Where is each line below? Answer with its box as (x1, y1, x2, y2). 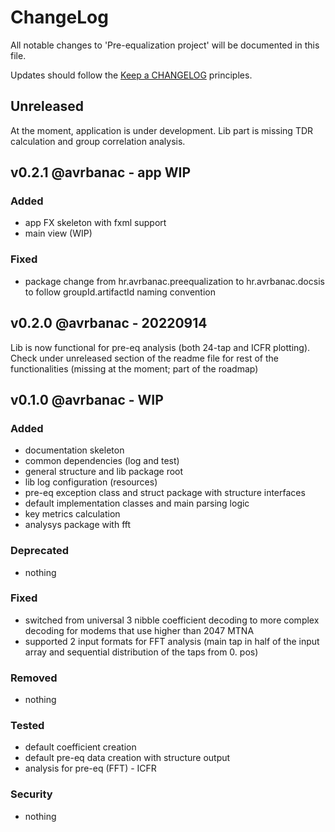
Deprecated (10, 544, 70, 558)
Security (10, 787, 53, 801)
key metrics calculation (24, 508, 121, 520)
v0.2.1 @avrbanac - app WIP (10, 164, 192, 181)
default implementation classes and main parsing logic (24, 497, 250, 510)
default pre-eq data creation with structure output (24, 752, 231, 764)
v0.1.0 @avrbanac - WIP (10, 391, 164, 408)
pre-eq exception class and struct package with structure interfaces (24, 487, 306, 499)
